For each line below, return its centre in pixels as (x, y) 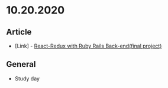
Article (19, 32)
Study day (27, 78)
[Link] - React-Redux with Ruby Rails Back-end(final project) (88, 46)
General (21, 64)
